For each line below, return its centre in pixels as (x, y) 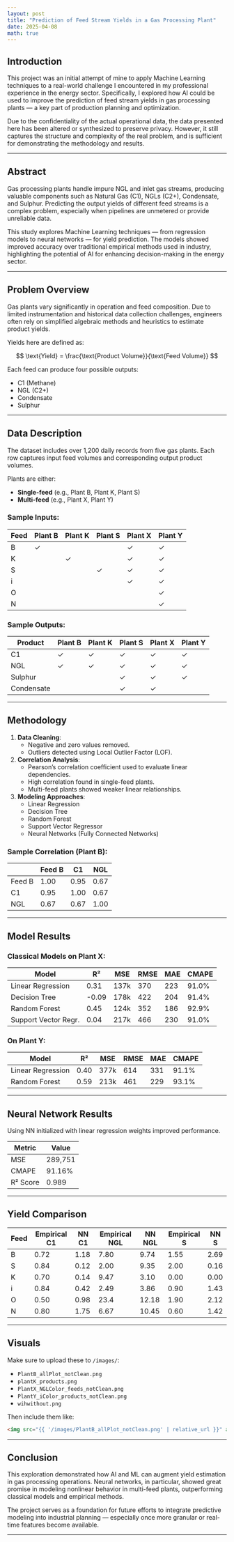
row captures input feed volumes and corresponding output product (105, 458)
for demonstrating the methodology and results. (76, 144)
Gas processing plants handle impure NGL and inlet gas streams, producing (116, 188)
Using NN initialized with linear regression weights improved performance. (114, 1131)
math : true (23, 33)
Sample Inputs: (33, 518)
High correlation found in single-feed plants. (91, 782)
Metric (25, 1148)
